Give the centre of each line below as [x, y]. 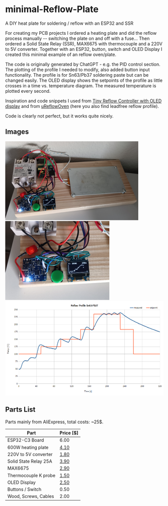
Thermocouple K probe [31, 475]
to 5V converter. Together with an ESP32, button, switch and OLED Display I [84, 49]
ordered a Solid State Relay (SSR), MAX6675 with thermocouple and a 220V [84, 43]
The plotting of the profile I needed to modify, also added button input [77, 70]
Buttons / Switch [24, 489]
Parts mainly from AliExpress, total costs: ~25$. [54, 422]
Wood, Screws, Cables [31, 496]
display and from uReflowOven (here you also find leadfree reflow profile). [82, 106]
